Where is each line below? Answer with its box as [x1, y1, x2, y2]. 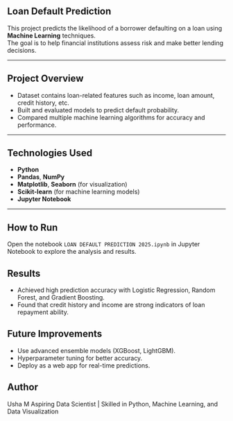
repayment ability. [17, 308, 69, 316]
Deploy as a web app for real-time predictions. [17, 361, 150, 370]
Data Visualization [7, 407, 59, 415]
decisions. [7, 46, 37, 54]
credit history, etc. [17, 98, 69, 107]
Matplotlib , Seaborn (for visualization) [17, 180, 128, 189]
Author [7, 381, 38, 393]
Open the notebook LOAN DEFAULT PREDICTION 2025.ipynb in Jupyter [7, 240, 200, 248]
